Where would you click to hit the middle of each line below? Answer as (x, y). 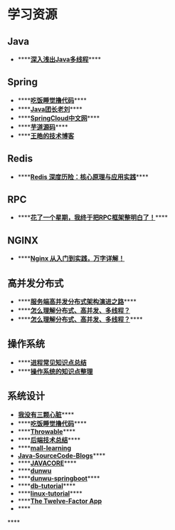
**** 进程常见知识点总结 (52, 362)
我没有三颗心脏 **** (46, 415)
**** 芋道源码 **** (43, 127)
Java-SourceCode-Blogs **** (62, 455)
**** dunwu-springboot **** (59, 478)
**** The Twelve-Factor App (60, 501)
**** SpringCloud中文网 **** (59, 118)
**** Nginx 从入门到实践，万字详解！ (71, 259)
